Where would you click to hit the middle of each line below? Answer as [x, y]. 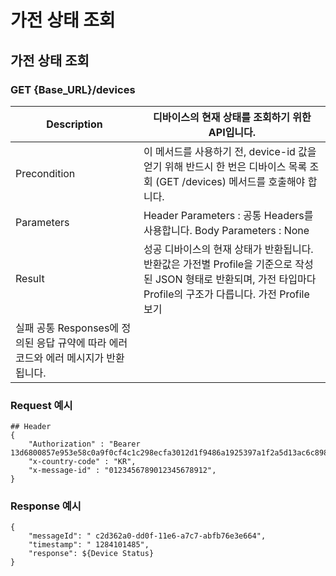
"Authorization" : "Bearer [84, 444]
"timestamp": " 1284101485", [89, 545]
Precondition [45, 173]
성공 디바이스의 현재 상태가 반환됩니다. [228, 249]
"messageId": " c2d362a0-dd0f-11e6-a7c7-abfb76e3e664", [147, 536]
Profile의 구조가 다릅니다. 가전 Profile [226, 294]
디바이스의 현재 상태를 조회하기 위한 [232, 117]
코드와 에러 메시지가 [60, 358]
